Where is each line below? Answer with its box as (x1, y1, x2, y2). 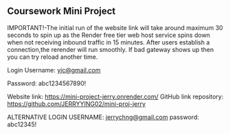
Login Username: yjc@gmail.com (7, 66, 101, 74)
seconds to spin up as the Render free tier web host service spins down (7, 31, 211, 39)
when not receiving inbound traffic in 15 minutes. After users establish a (7, 38, 210, 46)
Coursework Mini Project (7, 5, 116, 17)
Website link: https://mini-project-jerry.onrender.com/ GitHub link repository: (7, 92, 224, 100)
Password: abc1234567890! (7, 79, 87, 88)
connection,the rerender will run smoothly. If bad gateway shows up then (7, 45, 214, 53)
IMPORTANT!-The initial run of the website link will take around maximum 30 (7, 23, 223, 31)
